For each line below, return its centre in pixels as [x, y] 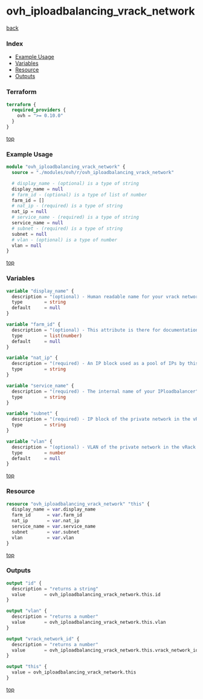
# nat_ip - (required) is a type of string [67, 206]
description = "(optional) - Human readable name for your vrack [96, 296]
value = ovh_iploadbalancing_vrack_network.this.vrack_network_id [105, 650]
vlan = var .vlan [43, 538]
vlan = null [27, 246]
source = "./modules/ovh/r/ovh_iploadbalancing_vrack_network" [93, 173]
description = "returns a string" [55, 589]
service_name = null [37, 223]
